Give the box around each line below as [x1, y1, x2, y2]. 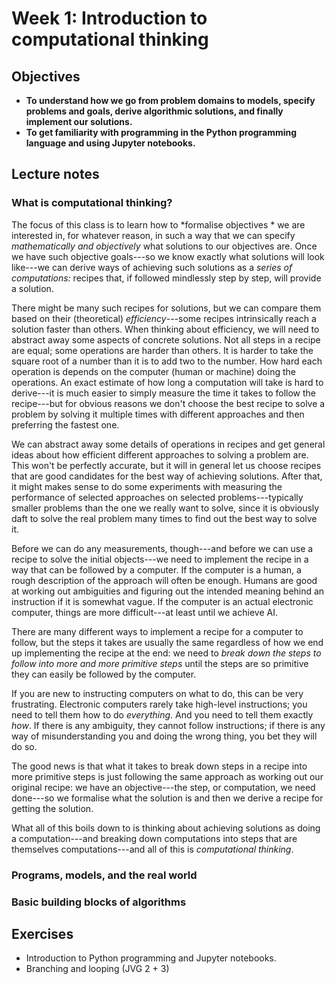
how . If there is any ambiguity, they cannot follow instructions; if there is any [11, 719, 326, 731]
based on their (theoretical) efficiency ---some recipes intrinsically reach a [11, 312, 317, 324]
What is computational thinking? [11, 196, 173, 210]
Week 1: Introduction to [11, 7, 208, 30]
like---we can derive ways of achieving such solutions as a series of [11, 261, 293, 273]
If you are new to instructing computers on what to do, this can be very [11, 687, 304, 699]
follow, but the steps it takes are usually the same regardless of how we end [11, 636, 324, 648]
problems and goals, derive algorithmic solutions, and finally [25, 105, 284, 117]
